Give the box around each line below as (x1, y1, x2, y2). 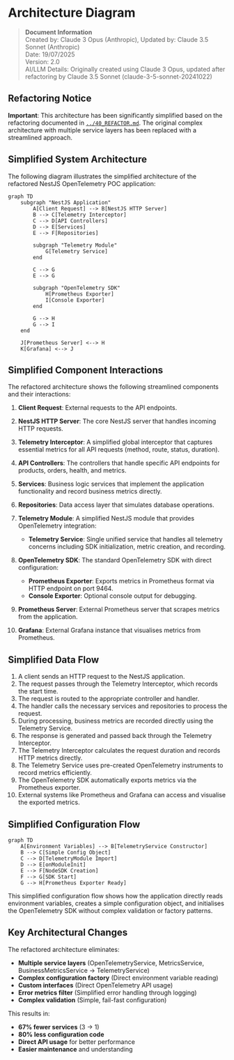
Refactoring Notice (8, 93, 92, 105)
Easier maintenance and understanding (17, 1045, 133, 1053)
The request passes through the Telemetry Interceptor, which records (17, 679, 219, 688)
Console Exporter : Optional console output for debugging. (28, 592, 197, 600)
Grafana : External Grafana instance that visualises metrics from (17, 626, 201, 635)
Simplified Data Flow (8, 654, 100, 666)
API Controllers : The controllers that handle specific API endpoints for (17, 459, 220, 468)
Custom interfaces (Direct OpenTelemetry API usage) (17, 981, 173, 989)
